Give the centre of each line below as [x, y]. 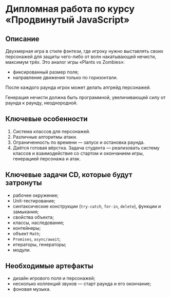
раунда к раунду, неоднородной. [42, 103]
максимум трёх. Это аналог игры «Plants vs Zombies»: [65, 62]
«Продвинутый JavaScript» [68, 20]
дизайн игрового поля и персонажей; [54, 279]
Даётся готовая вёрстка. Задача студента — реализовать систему [86, 147]
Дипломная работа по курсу [70, 9]
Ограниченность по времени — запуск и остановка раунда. [79, 142]
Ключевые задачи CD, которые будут [69, 175]
